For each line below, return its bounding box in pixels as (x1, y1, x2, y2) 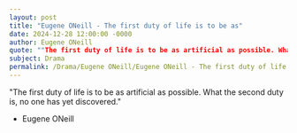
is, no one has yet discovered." (9, 96, 122, 106)
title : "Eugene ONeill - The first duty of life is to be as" (9, 21, 243, 30)
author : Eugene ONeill (9, 37, 93, 47)
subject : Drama (9, 54, 65, 63)
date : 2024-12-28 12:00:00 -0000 (9, 29, 133, 38)
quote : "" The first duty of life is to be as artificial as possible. (9, 46, 275, 55)
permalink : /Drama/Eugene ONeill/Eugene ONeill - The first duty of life (9, 63, 287, 72)
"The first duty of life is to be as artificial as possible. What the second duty (9, 86, 285, 98)
